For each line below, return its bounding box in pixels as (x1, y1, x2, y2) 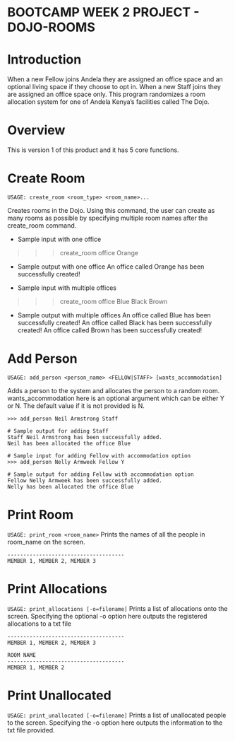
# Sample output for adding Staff (7, 427, 109, 435)
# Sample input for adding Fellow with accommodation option (7, 452, 191, 460)
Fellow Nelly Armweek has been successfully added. (7, 477, 162, 484)
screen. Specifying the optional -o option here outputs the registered (7, 612, 207, 620)
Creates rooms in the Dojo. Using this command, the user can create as (7, 206, 215, 214)
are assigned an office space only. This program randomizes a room (7, 90, 206, 99)
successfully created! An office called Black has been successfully (17, 319, 212, 327)
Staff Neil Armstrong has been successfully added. (7, 433, 162, 440)
